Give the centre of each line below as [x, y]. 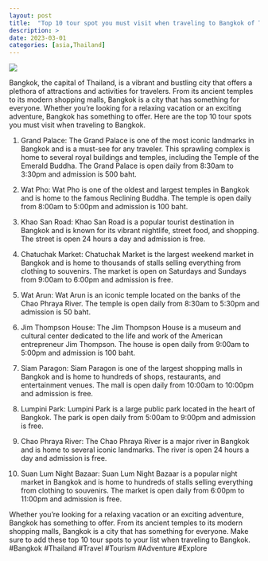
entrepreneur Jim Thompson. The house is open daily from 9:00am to [135, 345]
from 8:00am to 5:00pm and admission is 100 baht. [104, 207]
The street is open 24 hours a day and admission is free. [113, 239]
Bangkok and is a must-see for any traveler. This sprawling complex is [135, 149]
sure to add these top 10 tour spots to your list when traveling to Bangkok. [130, 540]
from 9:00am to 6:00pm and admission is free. [97, 280]
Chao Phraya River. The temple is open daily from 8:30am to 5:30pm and [140, 304]
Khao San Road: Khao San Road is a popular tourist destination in [127, 222]
